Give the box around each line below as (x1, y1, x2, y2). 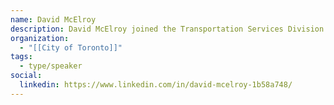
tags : (10, 52, 33, 62)
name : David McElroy (10, 14, 97, 25)
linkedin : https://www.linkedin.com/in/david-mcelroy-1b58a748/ (19, 80, 293, 90)
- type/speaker (19, 61, 83, 71)
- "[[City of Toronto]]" (19, 42, 123, 53)
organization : (10, 33, 70, 43)
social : (10, 71, 43, 81)
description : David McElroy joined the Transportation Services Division (10, 24, 325, 34)
